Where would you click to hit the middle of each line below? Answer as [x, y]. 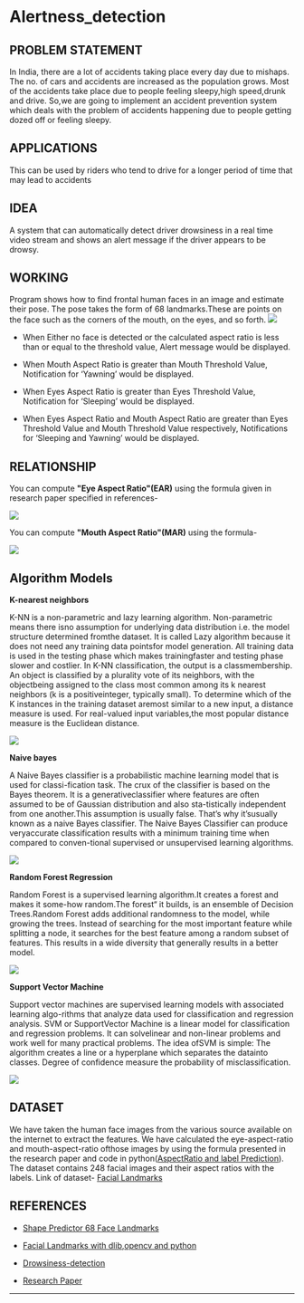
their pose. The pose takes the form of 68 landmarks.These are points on [146, 309]
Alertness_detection [88, 17]
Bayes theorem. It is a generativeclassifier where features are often [134, 795]
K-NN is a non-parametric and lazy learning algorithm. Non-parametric [141, 618]
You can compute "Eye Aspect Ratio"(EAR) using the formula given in [140, 489]
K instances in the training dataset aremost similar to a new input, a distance [152, 704]
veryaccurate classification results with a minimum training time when [139, 833]
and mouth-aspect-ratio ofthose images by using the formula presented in [148, 1148]
